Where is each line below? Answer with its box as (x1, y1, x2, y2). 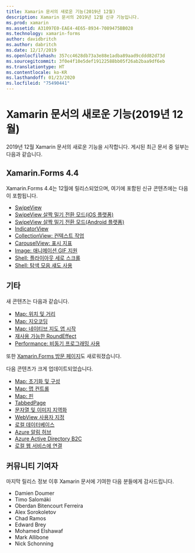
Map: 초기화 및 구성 (14, 378, 61, 385)
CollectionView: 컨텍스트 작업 (14, 232, 84, 239)
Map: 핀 (14, 392, 34, 399)
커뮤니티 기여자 (6, 461, 58, 471)
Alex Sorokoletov (14, 509, 56, 516)
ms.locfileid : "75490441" (6, 81, 70, 87)
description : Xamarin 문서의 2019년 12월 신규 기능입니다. (6, 14, 140, 20)
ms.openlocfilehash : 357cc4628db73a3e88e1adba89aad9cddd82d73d (6, 53, 165, 59)
